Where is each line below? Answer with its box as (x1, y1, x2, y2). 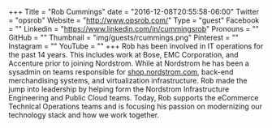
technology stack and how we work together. (8, 110, 160, 120)
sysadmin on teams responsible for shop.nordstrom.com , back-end (8, 67, 234, 76)
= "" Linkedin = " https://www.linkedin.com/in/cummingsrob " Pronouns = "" (8, 24, 260, 33)
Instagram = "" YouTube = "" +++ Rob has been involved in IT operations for (8, 41, 264, 51)
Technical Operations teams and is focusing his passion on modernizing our (8, 101, 262, 111)
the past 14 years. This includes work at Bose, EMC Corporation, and (8, 50, 239, 59)
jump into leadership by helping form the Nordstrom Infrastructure (8, 84, 230, 94)
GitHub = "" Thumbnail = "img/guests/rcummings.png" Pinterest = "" (8, 32, 240, 42)
